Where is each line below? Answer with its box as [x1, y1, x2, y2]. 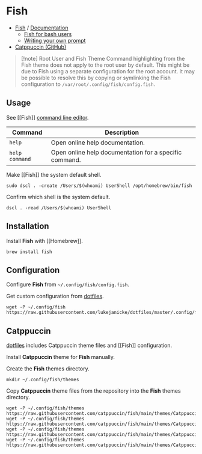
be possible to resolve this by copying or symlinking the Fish [20, 74, 171, 81]
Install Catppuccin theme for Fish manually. [6, 354, 115, 361]
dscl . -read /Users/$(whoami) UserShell [6, 204, 112, 211]
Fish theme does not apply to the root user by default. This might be [20, 61, 190, 69]
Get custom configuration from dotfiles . [6, 293, 104, 300]
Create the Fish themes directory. [6, 365, 90, 372]
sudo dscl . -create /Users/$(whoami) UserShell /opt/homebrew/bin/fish [6, 182, 192, 189]
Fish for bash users [23, 30, 72, 37]
